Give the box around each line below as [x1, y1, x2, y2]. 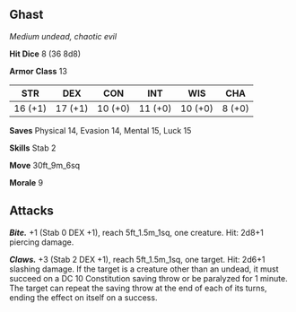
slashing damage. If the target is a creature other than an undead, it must [9, 264, 279, 274]
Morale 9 [9, 177, 44, 187]
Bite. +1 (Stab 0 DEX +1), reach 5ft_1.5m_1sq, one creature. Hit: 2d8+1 [9, 227, 265, 238]
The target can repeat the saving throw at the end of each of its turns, [9, 282, 267, 293]
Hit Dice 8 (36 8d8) [9, 48, 82, 59]
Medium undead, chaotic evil [9, 30, 118, 41]
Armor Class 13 [9, 65, 67, 76]
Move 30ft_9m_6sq [9, 160, 81, 170]
